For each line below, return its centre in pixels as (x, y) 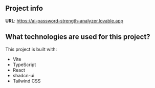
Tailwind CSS (27, 81)
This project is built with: (31, 49)
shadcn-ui (24, 75)
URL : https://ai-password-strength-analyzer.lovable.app (64, 20)
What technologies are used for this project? (78, 37)
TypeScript (24, 64)
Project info (24, 8)
